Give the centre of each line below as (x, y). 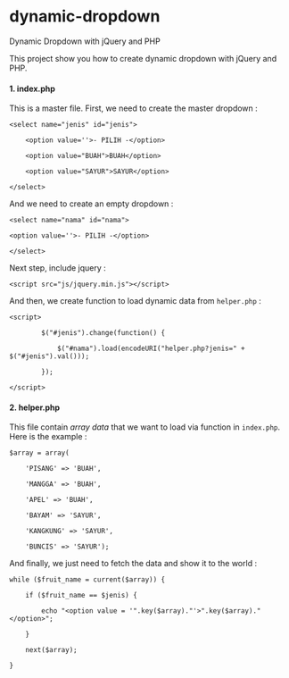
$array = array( (39, 453)
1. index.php (33, 88)
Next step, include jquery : (58, 268)
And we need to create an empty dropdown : (91, 204)
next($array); (51, 650)
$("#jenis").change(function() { (103, 333)
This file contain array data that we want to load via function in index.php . (145, 427)
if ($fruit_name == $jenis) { (82, 596)
